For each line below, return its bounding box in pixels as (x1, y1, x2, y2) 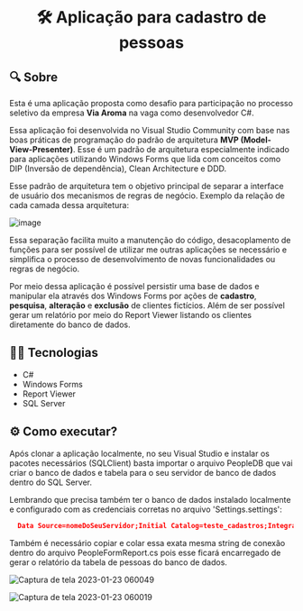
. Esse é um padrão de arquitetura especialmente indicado (72, 144, 290, 154)
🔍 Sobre (9, 69, 59, 85)
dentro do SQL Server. (9, 477, 93, 488)
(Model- (240, 134, 272, 145)
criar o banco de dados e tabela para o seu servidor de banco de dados (9, 467, 277, 478)
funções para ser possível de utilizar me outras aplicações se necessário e (9, 244, 287, 255)
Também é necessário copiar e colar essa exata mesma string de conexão (9, 537, 286, 548)
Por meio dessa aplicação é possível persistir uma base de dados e (9, 281, 260, 291)
